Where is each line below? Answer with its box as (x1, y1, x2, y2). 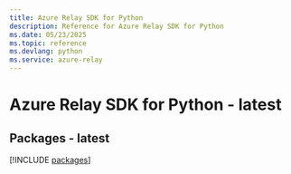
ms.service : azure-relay (9, 55, 103, 64)
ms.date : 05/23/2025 (9, 30, 88, 39)
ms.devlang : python (9, 47, 83, 56)
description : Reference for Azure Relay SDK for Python (9, 22, 224, 31)
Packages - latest (9, 130, 110, 146)
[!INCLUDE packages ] (9, 155, 91, 165)
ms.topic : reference (9, 38, 88, 48)
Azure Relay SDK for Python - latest (9, 94, 282, 115)
